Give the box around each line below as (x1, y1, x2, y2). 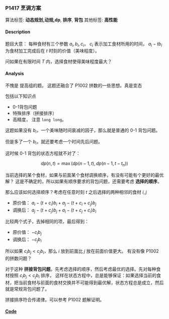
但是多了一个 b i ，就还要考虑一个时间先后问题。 (5, 139, 103, 146)
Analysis (5, 70, 24, 76)
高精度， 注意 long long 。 (12, 116, 67, 122)
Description (5, 29, 31, 35)
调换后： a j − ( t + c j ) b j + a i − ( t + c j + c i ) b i (12, 207, 97, 214)
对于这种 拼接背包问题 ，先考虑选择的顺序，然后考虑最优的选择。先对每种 (5, 266, 156, 272)
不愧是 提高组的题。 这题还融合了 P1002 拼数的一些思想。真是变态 (5, 82, 142, 88)
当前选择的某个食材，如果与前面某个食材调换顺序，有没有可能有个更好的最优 (5, 172, 164, 178)
